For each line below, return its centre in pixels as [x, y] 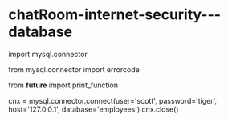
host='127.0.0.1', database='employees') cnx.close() [94, 109]
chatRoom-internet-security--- [115, 15]
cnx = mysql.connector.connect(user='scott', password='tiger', [113, 100]
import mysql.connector [48, 54]
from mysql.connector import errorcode [74, 69]
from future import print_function [63, 85]
